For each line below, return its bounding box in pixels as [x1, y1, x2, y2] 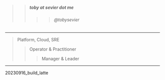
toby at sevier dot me [29, 4, 74, 10]
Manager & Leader [41, 55, 80, 61]
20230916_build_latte [5, 70, 49, 76]
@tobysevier [54, 17, 80, 23]
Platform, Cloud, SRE [17, 36, 60, 42]
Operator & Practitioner [29, 46, 77, 52]
